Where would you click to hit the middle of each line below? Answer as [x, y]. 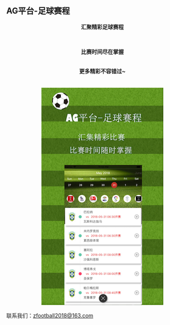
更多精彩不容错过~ [102, 71]
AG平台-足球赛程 [38, 11]
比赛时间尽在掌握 [102, 51]
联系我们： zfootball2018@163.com [50, 315]
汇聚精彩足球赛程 [102, 27]
